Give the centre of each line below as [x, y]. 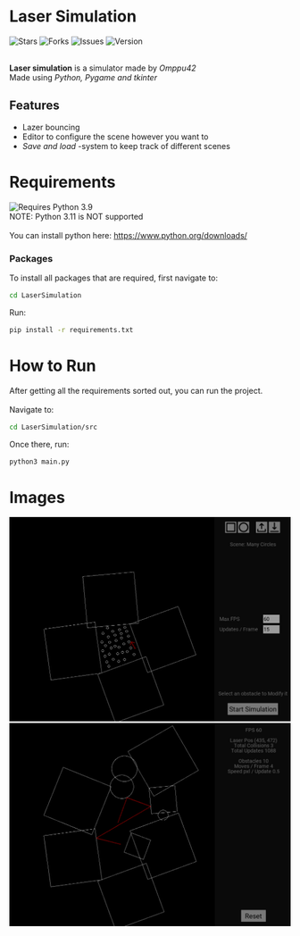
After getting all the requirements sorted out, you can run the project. [136, 390]
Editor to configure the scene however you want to [115, 137]
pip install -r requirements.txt [71, 330]
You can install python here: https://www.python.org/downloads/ [129, 235]
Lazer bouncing [51, 127]
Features [34, 106]
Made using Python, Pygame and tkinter [83, 77]
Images [37, 497]
